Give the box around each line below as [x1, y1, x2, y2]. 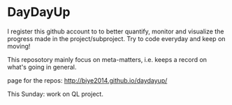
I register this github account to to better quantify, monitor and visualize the [7, 27, 224, 35]
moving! [7, 42, 31, 50]
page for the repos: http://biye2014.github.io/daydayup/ [7, 76, 168, 84]
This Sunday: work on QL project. [7, 90, 103, 98]
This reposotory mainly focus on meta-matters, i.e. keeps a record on [7, 55, 208, 63]
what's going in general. [7, 63, 77, 71]
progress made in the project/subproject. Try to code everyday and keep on [7, 34, 226, 42]
